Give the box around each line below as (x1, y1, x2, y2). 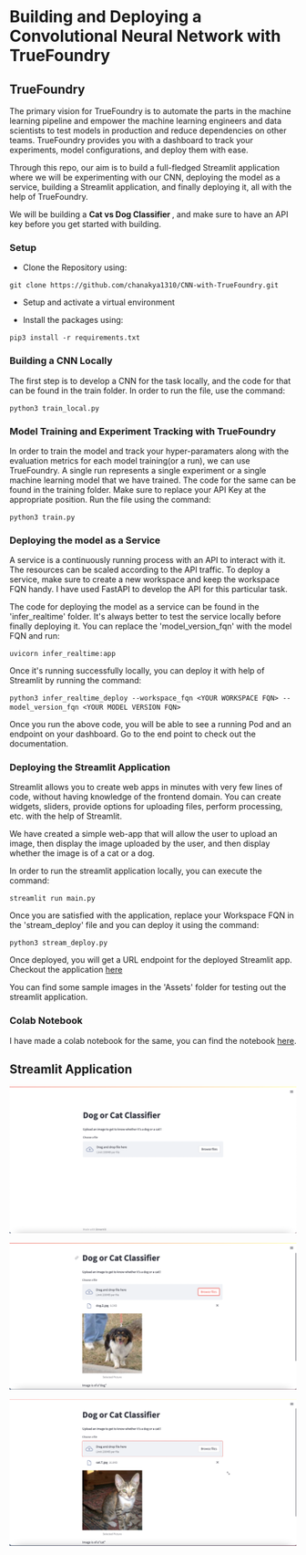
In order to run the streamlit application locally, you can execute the (9, 865, 262, 877)
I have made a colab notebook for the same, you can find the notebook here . (9, 1035, 297, 1046)
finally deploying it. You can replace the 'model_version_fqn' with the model (9, 621, 292, 631)
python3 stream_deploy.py (9, 938, 107, 948)
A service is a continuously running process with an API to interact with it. (9, 555, 286, 566)
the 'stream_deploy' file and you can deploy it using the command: (9, 920, 260, 931)
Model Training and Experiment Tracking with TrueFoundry (9, 424, 276, 437)
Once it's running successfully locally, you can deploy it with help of (9, 665, 265, 676)
